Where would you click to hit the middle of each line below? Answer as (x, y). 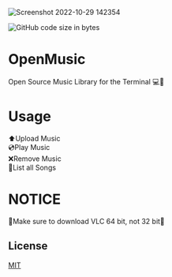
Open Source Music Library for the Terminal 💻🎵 (86, 81)
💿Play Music (29, 147)
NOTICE (35, 199)
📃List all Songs (32, 167)
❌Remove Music (35, 159)
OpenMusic (47, 60)
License (28, 246)
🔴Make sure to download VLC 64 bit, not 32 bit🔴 (87, 221)
